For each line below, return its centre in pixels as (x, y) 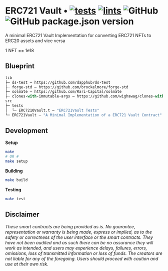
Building (14, 171)
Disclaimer (22, 215)
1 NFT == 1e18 (19, 50)
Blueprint (20, 66)
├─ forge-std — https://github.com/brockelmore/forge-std (67, 87)
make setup (16, 161)
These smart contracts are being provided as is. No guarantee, (70, 226)
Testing (13, 189)
